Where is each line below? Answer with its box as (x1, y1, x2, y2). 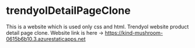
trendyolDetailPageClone (6, 4, 131, 17)
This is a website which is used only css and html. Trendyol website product (6, 23, 189, 30)
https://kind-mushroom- (105, 29, 163, 36)
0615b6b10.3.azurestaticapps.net (6, 35, 86, 42)
